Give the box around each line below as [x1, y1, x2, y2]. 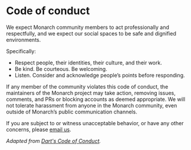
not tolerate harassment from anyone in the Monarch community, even [6, 102, 177, 109]
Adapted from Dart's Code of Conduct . [6, 137, 101, 144]
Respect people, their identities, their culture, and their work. [14, 59, 162, 66]
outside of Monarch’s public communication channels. [6, 108, 137, 115]
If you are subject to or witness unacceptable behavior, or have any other [6, 119, 184, 126]
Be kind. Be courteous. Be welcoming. [14, 65, 107, 72]
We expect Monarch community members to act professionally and [6, 24, 170, 31]
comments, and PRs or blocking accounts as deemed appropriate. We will [6, 96, 186, 103]
